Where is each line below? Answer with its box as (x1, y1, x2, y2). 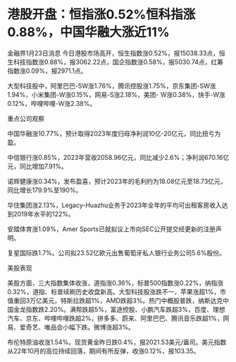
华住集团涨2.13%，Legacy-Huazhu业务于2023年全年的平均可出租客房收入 (7, 201, 222, 209)
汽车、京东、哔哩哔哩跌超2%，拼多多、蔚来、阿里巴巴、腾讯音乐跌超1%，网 (7, 314, 230, 322)
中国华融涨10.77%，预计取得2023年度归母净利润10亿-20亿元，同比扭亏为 (7, 129, 221, 138)
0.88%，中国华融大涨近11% (7, 24, 170, 40)
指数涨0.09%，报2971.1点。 (7, 66, 87, 75)
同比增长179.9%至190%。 (7, 185, 82, 194)
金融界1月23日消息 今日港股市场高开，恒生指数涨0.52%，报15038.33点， (7, 49, 220, 57)
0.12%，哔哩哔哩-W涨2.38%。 (7, 99, 97, 107)
